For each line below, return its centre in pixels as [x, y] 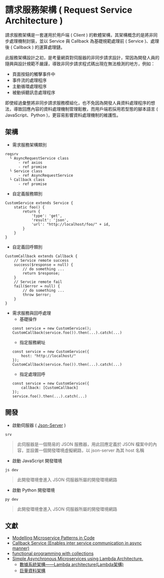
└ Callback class [27, 180]
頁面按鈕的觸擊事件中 [34, 74]
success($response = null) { [44, 265]
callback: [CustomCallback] [50, 388]
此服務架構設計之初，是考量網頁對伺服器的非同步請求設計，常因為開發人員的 [82, 57]
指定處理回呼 [32, 374]
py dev [12, 499]
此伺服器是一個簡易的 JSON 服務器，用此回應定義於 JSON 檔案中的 [85, 444]
